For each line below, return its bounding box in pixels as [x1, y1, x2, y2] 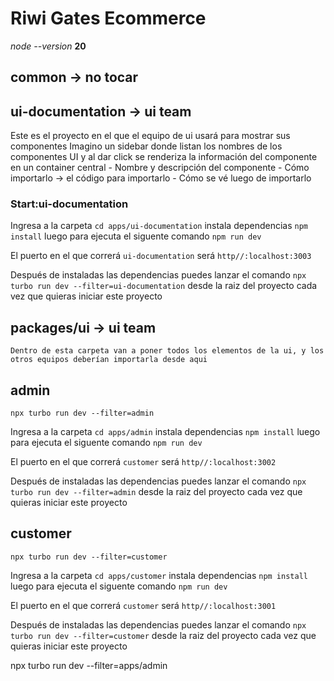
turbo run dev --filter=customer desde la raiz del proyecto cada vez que [10, 629, 317, 641]
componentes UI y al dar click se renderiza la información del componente [10, 151, 318, 163]
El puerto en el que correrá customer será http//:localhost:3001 [10, 599, 277, 611]
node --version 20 [10, 40, 87, 52]
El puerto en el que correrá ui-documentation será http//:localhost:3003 [10, 250, 312, 262]
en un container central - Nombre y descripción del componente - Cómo [10, 162, 310, 174]
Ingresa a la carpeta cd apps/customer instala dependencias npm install [10, 569, 308, 581]
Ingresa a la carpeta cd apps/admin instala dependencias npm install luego [10, 426, 321, 438]
